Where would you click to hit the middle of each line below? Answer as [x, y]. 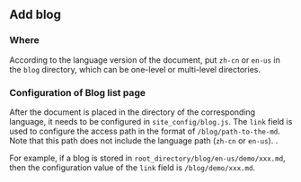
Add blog [35, 15]
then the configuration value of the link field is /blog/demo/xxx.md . [133, 167]
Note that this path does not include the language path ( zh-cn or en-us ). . [144, 140]
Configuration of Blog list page [78, 92]
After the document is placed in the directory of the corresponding [133, 112]
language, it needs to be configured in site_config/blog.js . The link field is [151, 121]
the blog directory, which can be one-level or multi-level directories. [135, 69]
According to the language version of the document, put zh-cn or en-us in [145, 60]
